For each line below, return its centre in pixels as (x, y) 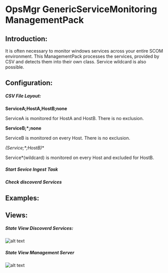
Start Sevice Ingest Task (32, 169)
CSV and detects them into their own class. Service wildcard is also (76, 62)
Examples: (22, 198)
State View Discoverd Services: (39, 228)
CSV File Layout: (23, 96)
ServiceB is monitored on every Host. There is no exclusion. (68, 138)
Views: (16, 216)
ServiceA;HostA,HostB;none (36, 109)
